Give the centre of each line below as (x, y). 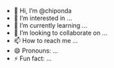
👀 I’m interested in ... (43, 18)
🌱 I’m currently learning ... (50, 25)
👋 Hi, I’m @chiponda (42, 11)
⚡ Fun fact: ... (32, 58)
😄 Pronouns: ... (36, 51)
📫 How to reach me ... (46, 41)
